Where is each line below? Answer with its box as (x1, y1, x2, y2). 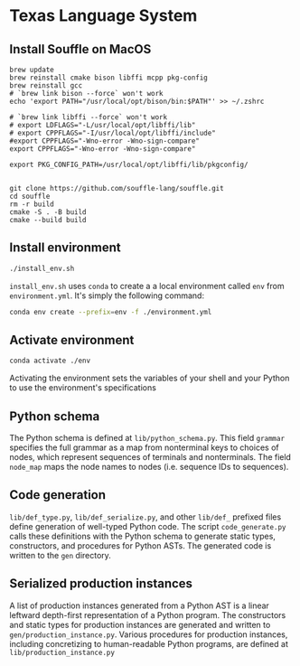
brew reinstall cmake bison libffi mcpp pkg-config (9, 73, 208, 82)
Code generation (9, 487, 107, 502)
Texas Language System (9, 5, 198, 26)
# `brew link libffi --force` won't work (9, 113, 168, 122)
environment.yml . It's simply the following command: (9, 290, 205, 301)
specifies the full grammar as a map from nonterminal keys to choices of (9, 442, 279, 453)
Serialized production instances (9, 576, 192, 592)
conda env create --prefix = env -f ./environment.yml (9, 307, 212, 316)
